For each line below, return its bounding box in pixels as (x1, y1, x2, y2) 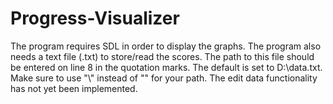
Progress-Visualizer (10, 7, 180, 30)
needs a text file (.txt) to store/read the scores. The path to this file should (10, 50, 315, 62)
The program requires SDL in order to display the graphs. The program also (10, 40, 322, 52)
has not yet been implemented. (10, 82, 138, 94)
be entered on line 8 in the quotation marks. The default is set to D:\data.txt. (10, 61, 323, 73)
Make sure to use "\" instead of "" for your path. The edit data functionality (10, 72, 318, 84)
